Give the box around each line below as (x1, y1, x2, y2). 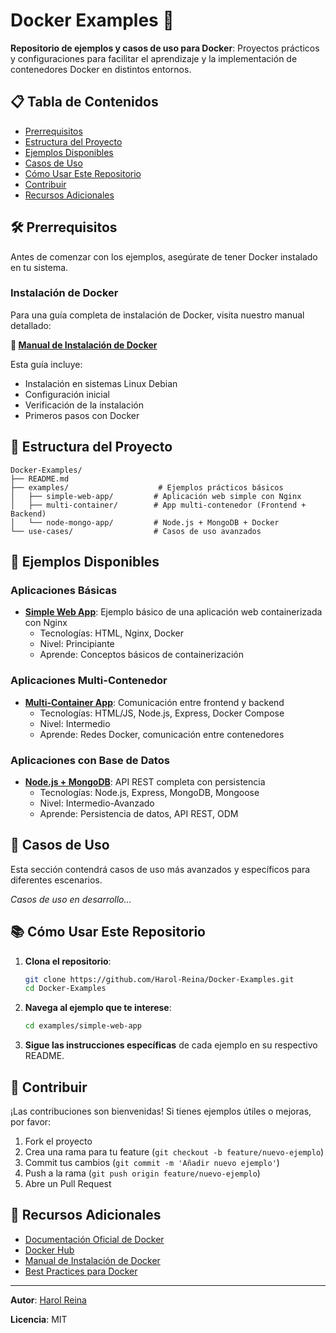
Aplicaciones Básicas (10, 583, 118, 597)
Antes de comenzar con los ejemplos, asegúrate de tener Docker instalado (10, 250, 318, 263)
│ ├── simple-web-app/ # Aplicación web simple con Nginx (10, 491, 302, 501)
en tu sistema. (10, 261, 69, 273)
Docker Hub (24, 1244, 75, 1256)
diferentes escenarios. (10, 874, 103, 886)
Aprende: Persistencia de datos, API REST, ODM (39, 807, 239, 819)
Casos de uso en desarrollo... (10, 893, 132, 905)
